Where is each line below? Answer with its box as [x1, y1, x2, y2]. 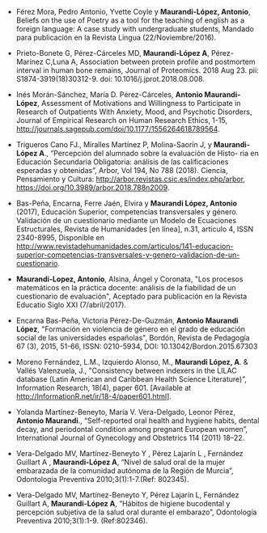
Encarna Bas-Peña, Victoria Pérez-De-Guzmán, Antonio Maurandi [15, 315, 239, 325]
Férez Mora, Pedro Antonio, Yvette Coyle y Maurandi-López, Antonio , [15, 7, 251, 16]
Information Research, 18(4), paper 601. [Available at [15, 383, 192, 392]
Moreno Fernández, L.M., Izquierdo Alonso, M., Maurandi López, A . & [15, 357, 248, 366]
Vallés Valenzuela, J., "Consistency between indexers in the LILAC [15, 366, 237, 375]
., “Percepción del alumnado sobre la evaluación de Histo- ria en [44, 149, 259, 158]
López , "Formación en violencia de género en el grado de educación [15, 324, 245, 334]
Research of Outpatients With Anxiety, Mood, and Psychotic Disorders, [15, 107, 252, 116]
